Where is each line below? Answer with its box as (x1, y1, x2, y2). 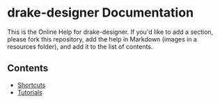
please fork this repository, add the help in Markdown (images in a (7, 35, 197, 43)
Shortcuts (17, 81, 46, 89)
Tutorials (17, 88, 43, 96)
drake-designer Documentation (7, 5, 194, 21)
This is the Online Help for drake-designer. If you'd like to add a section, (7, 28, 214, 36)
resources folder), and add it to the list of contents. (7, 42, 153, 50)
